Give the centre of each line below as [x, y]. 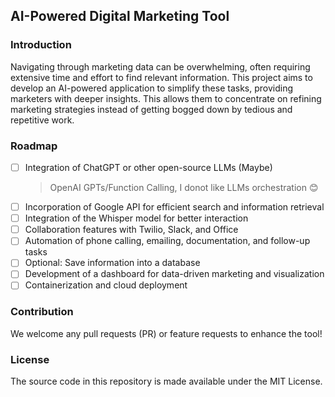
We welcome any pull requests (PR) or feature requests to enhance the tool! [166, 333]
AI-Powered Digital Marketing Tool [120, 16]
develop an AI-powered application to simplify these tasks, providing [152, 88]
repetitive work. [42, 120]
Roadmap [34, 146]
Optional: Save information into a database [112, 263]
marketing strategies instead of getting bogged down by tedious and [151, 109]
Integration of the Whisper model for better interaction [136, 218]
